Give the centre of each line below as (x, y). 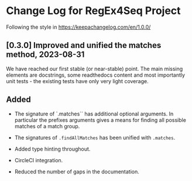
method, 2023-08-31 (45, 55)
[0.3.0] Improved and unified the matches (84, 45)
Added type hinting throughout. (52, 149)
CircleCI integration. (39, 160)
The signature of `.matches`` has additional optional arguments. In (94, 114)
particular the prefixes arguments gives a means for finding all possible (100, 120)
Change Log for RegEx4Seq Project (93, 11)
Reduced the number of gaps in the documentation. (77, 172)
